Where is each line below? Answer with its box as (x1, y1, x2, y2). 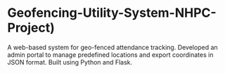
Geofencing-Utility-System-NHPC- (7, 5, 217, 21)
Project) (7, 20, 55, 36)
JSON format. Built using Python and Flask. (7, 58, 133, 66)
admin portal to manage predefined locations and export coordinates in (7, 51, 214, 59)
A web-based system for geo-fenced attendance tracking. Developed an (7, 43, 218, 51)
